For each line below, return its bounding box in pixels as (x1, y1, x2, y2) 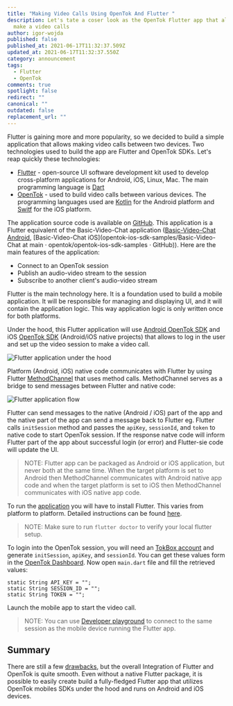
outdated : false (7, 107, 54, 114)
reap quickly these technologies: (7, 154, 101, 163)
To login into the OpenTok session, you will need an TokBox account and (7, 543, 214, 552)
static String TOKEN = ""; (7, 591, 85, 598)
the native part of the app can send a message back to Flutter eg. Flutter (7, 416, 215, 424)
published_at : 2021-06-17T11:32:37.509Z (7, 42, 126, 49)
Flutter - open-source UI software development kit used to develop (17, 168, 209, 176)
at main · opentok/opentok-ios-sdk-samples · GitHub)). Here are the (21, 240, 216, 249)
